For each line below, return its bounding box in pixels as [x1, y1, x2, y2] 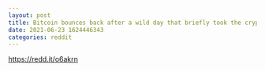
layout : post [8, 11, 51, 20]
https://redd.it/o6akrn [8, 55, 79, 64]
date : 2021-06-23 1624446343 [8, 26, 104, 34]
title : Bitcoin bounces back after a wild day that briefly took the [8, 19, 242, 27]
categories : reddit [8, 33, 73, 41]
